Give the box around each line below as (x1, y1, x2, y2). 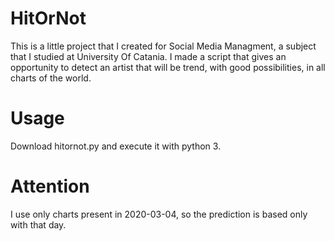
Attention (10, 175, 90, 198)
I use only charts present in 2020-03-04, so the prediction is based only (10, 208, 308, 220)
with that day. (10, 218, 67, 231)
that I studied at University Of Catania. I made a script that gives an (10, 50, 287, 62)
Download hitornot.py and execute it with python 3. (10, 140, 222, 152)
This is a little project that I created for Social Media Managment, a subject (10, 40, 317, 52)
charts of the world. (10, 72, 92, 84)
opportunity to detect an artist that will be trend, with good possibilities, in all (10, 61, 326, 73)
